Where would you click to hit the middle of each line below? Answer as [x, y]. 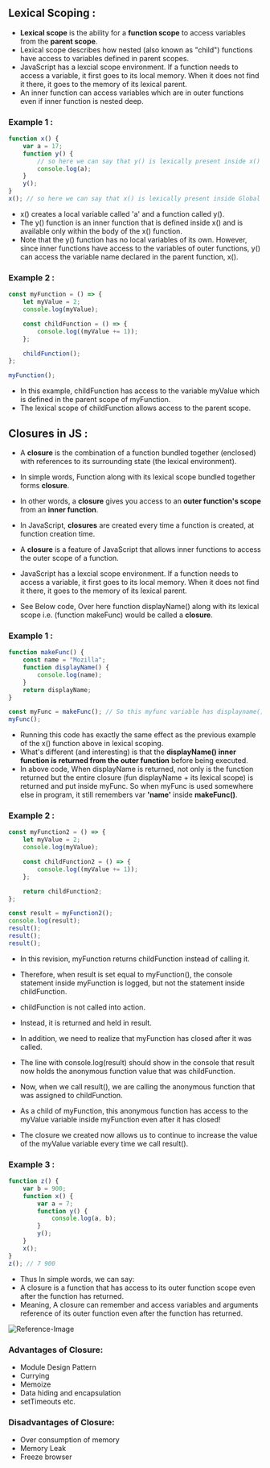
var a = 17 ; [43, 146]
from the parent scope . [59, 41]
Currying [35, 1375]
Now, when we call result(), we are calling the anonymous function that [137, 1086]
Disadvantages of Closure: [61, 1422]
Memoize [35, 1384]
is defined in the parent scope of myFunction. [95, 400]
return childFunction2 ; [63, 891]
